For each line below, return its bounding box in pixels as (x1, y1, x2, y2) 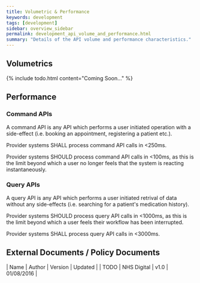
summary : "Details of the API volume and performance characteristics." (6, 36, 192, 42)
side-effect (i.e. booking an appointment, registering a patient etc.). (6, 130, 172, 137)
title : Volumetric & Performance (6, 8, 90, 15)
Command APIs (6, 110, 53, 118)
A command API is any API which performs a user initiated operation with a (6, 123, 192, 130)
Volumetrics (6, 59, 53, 69)
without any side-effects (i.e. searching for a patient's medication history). (6, 200, 190, 208)
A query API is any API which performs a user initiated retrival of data (6, 194, 177, 201)
